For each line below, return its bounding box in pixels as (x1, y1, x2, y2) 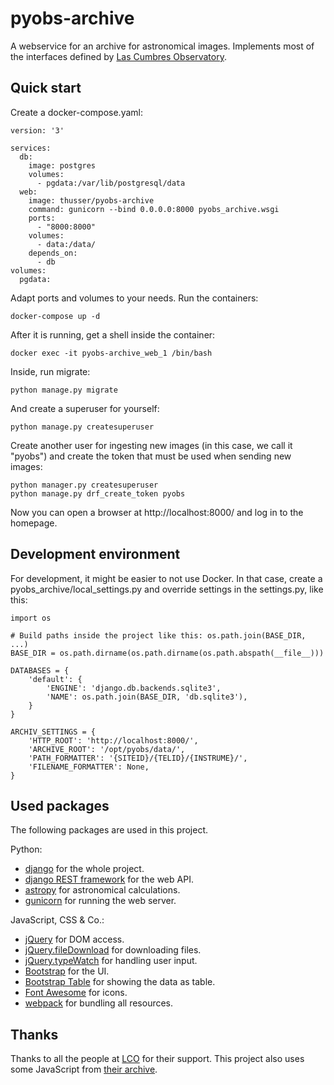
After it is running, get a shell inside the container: (10, 328, 216, 341)
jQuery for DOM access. (24, 933, 125, 946)
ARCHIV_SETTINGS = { (10, 727, 97, 737)
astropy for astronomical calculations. (24, 884, 181, 896)
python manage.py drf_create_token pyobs (10, 488, 186, 499)
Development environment (10, 546, 181, 563)
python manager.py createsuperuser (10, 480, 159, 490)
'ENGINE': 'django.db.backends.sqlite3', (46, 683, 222, 693)
